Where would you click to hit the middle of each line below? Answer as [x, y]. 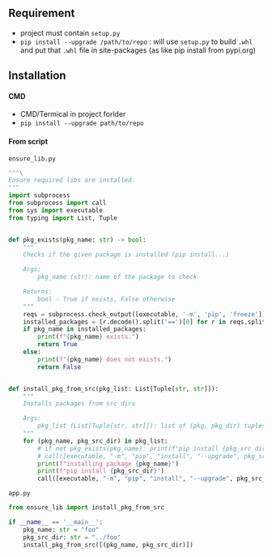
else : [32, 352]
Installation [37, 76]
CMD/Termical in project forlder [73, 114]
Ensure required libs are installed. [72, 180]
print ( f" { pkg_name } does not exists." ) [105, 359]
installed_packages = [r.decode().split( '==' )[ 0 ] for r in [125, 322]
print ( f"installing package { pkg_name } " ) [108, 464]
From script [28, 141]
